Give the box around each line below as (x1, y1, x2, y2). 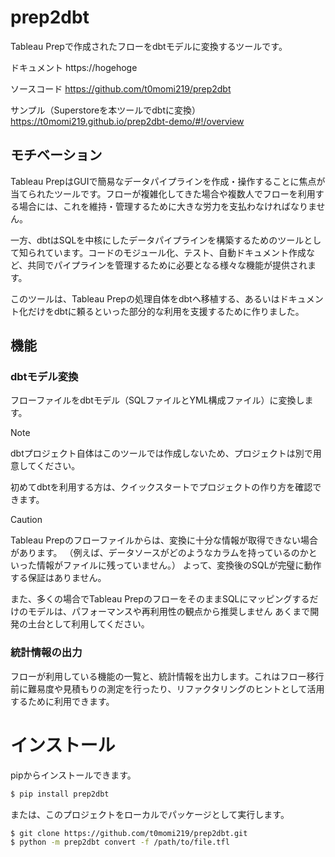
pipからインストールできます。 (10, 769, 137, 781)
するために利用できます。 (10, 695, 115, 707)
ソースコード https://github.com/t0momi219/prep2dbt (10, 82, 232, 95)
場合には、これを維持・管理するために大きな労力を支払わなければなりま (18, 200, 317, 212)
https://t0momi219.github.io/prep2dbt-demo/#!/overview (10, 115, 245, 127)
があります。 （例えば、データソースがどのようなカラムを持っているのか (10, 547, 309, 559)
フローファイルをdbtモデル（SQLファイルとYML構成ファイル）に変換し (10, 394, 305, 406)
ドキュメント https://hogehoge (10, 61, 138, 73)
